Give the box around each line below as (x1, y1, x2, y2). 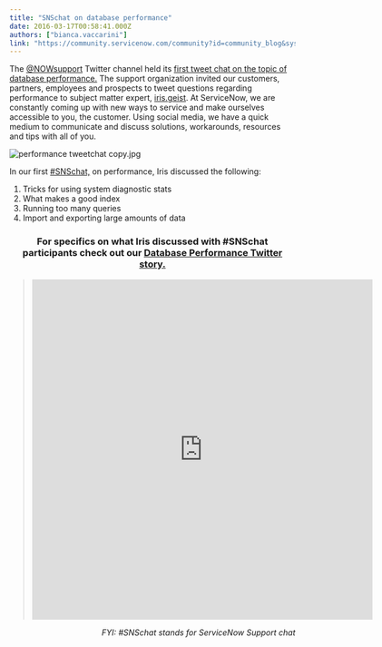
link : (9, 38, 30, 48)
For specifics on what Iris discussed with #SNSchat (36, 235, 269, 248)
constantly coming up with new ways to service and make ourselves (9, 102, 265, 113)
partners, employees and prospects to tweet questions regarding (9, 83, 252, 93)
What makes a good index (22, 193, 121, 204)
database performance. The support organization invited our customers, (9, 74, 280, 84)
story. (139, 258, 166, 270)
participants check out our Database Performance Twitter (22, 247, 283, 260)
